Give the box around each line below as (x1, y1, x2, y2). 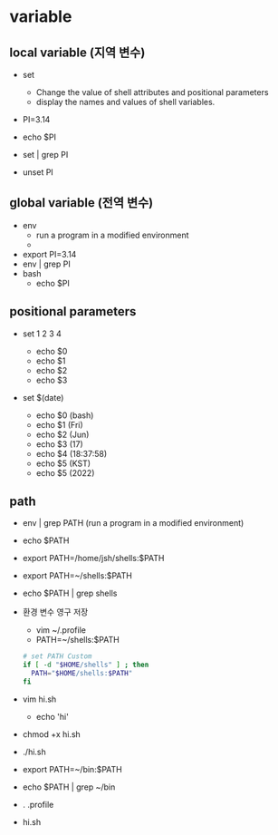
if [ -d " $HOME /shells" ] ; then (22, 660, 149, 670)
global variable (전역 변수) (9, 195, 154, 210)
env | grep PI (22, 258, 71, 269)
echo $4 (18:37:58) (35, 448, 108, 459)
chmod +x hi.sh (22, 728, 81, 740)
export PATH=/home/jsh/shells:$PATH (22, 553, 165, 564)
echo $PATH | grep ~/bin (22, 782, 116, 792)
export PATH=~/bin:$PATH (22, 763, 122, 774)
